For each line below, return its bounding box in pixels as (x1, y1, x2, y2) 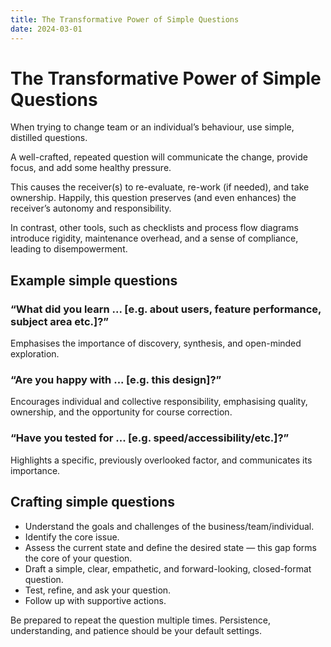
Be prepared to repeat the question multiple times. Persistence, (10, 614, 271, 626)
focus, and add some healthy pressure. (10, 162, 172, 174)
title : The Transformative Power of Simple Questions (10, 14, 240, 25)
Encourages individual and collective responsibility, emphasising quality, (10, 396, 308, 408)
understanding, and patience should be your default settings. (10, 624, 262, 636)
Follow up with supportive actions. (24, 594, 167, 606)
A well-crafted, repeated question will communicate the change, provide (10, 151, 308, 163)
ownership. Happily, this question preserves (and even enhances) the (10, 192, 297, 204)
